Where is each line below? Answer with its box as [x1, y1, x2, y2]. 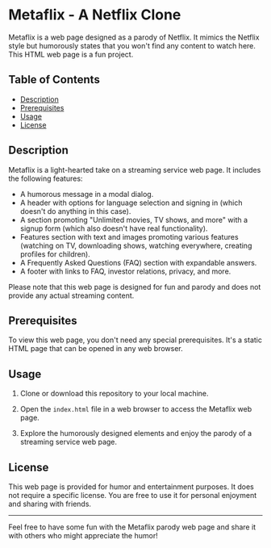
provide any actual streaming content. [8, 291, 135, 300]
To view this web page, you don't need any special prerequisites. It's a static [8, 335, 262, 345]
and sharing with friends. [8, 499, 91, 508]
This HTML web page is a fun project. [8, 49, 134, 59]
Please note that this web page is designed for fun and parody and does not [8, 282, 261, 291]
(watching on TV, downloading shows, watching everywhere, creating [19, 241, 252, 250]
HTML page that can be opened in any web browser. [8, 344, 183, 353]
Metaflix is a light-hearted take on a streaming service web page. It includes [8, 165, 261, 174]
